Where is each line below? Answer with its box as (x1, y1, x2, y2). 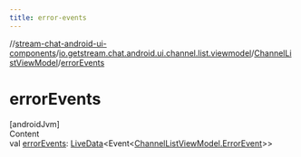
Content (9, 128, 40, 139)
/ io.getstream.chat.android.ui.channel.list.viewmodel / (55, 47, 255, 59)
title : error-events (9, 13, 88, 23)
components (9, 47, 57, 59)
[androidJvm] (9, 118, 61, 129)
